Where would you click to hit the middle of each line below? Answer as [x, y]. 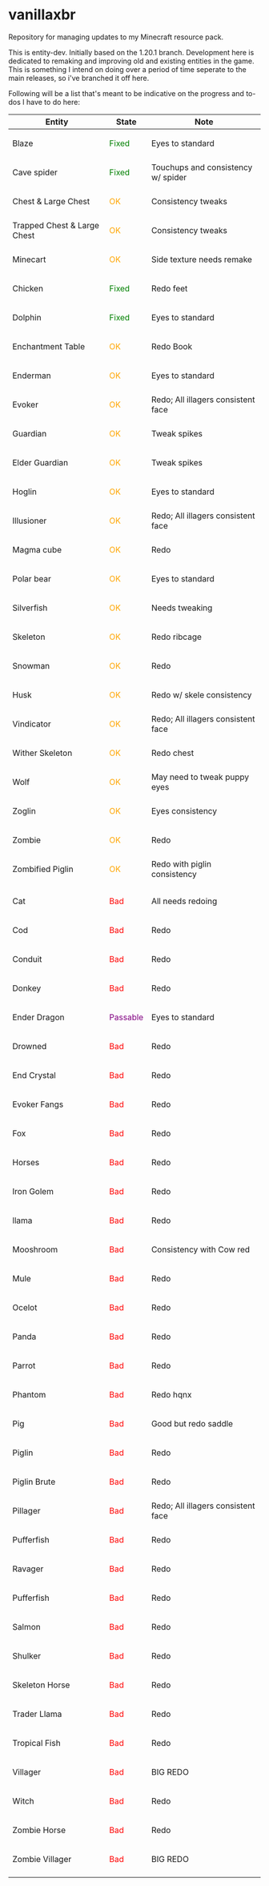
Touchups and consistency [202, 167]
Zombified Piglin [43, 869]
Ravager [28, 1569]
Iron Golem [33, 1191]
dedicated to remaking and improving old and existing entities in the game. [131, 61]
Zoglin [24, 810]
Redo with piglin [181, 864]
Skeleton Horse [41, 1685]
